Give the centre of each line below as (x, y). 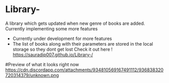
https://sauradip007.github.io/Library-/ (53, 55)
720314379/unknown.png (32, 75)
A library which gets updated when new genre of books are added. (75, 23)
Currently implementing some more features (52, 28)
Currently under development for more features (62, 38)
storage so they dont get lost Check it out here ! (62, 49)
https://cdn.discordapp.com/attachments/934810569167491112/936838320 (84, 70)
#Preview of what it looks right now (42, 64)
